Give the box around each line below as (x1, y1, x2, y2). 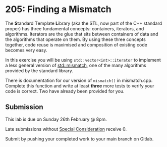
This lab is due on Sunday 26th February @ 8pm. (5, 116, 107, 122)
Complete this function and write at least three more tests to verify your (5, 82, 154, 89)
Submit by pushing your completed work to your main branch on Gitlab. (5, 135, 154, 142)
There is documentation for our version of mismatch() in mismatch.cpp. (5, 77, 153, 83)
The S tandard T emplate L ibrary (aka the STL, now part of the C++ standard (5, 20, 162, 26)
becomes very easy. (5, 47, 47, 53)
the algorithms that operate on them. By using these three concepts (5, 36, 146, 42)
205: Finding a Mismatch (5, 4, 112, 15)
